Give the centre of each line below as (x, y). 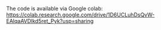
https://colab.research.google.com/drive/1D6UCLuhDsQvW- (80, 15)
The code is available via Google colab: (54, 9)
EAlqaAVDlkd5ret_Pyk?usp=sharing (50, 21)
